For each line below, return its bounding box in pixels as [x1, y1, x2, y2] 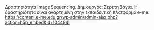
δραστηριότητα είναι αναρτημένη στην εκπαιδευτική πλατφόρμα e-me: [5, 9, 150, 15]
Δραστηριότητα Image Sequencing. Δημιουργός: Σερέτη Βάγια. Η [5, 4, 137, 10]
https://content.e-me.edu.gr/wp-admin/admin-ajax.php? [5, 15, 118, 20]
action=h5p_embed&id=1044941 [5, 19, 70, 25]
